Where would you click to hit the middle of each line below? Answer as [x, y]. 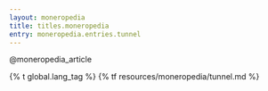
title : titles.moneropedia [59, 26]
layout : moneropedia [48, 17]
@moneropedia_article [50, 60]
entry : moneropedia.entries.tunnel [75, 34]
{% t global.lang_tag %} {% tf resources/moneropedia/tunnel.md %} [134, 77]
